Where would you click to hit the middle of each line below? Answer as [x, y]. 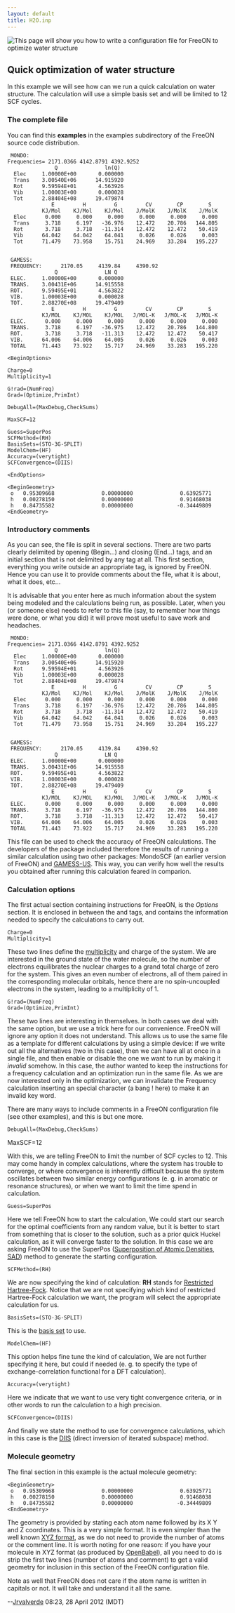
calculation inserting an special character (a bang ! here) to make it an [108, 1088]
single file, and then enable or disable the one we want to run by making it [114, 1058]
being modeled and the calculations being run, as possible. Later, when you [116, 603]
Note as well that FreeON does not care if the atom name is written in [107, 1581]
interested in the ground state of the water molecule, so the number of [109, 960]
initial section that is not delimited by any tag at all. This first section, [106, 559]
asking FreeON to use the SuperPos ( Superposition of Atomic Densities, [111, 1249]
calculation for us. [33, 1305]
